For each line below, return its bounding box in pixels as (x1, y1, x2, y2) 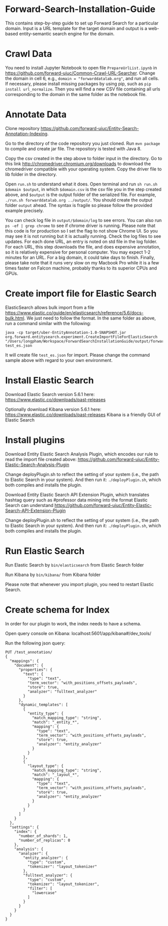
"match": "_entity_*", (31, 719, 79, 724)
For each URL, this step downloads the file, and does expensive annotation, (5, 243, 161, 249)
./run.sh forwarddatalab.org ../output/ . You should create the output (5, 196, 152, 203)
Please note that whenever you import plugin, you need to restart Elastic (5, 581, 154, 587)
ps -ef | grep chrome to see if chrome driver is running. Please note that (5, 222, 155, 228)
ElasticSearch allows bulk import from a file (5, 304, 94, 310)
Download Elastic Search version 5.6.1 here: (5, 391, 95, 397)
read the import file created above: (5, 456, 77, 462)
